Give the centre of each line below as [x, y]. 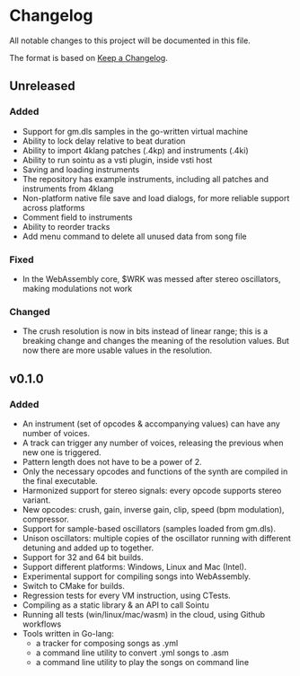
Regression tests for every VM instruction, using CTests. [126, 595]
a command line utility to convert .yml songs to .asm [132, 653]
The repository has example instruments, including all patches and [146, 179]
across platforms [53, 207]
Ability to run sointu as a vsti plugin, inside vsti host [117, 160]
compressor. [45, 519]
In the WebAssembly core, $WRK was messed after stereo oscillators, [151, 278]
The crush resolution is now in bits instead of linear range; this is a [145, 331]
